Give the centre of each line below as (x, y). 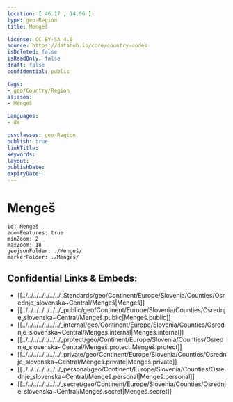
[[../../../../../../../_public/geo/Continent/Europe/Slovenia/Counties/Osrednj (121, 309)
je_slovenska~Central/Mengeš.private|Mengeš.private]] (97, 362)
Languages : (23, 116)
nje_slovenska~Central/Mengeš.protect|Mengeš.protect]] (99, 347)
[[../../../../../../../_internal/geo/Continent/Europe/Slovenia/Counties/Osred (121, 325)
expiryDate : (24, 174)
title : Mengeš (28, 26)
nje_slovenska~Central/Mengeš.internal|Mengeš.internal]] (101, 332)
